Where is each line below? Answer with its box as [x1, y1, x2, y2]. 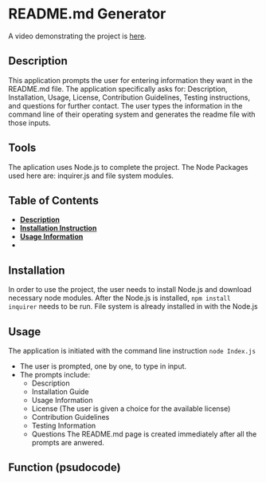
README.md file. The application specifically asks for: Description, [8, 84, 229, 93]
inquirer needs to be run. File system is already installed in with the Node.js [8, 302, 258, 311]
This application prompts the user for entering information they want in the [8, 75, 253, 85]
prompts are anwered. [31, 438, 105, 447]
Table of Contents [8, 193, 100, 207]
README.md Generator [8, 5, 166, 23]
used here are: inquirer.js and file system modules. [8, 171, 174, 180]
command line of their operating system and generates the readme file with [8, 109, 256, 119]
